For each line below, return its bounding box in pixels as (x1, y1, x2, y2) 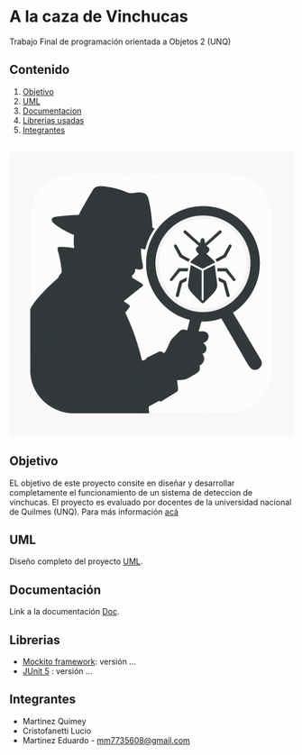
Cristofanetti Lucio (22, 725, 92, 736)
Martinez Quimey (22, 715, 87, 726)
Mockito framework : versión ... (22, 656, 137, 667)
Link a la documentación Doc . (9, 606, 120, 617)
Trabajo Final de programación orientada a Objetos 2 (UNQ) (9, 36, 232, 47)
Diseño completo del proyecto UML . (9, 556, 143, 567)
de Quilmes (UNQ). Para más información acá (9, 506, 178, 517)
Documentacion (22, 105, 82, 116)
